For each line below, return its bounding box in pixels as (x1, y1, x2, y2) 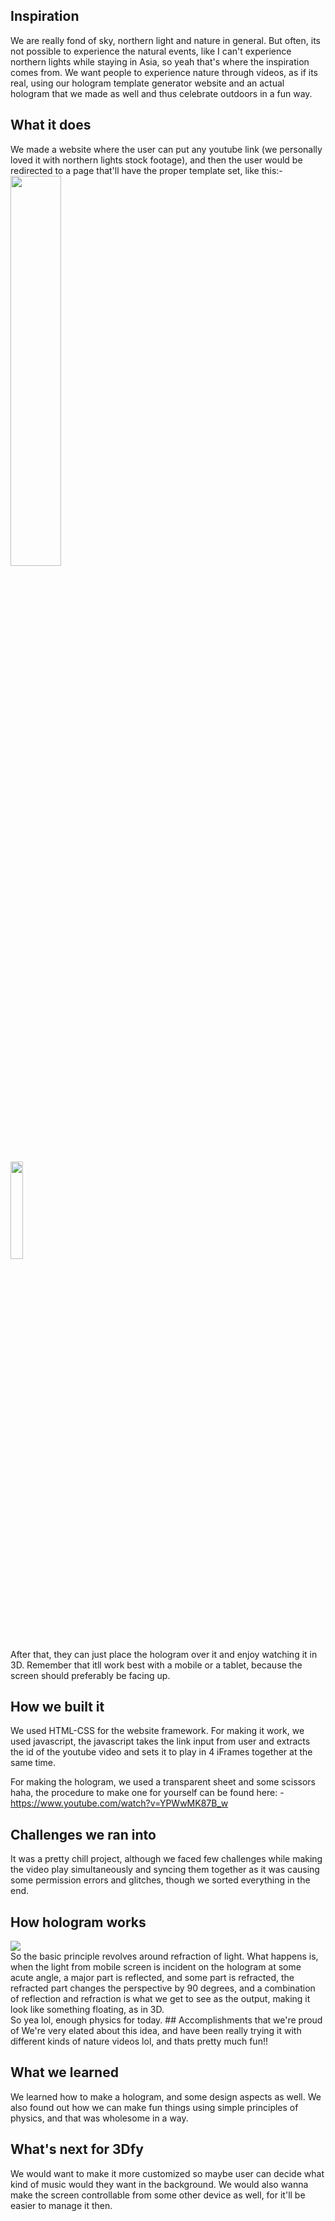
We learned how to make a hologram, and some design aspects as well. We (10, 2090, 322, 2103)
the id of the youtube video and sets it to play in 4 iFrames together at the (10, 1746, 313, 1758)
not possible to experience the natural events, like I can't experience (10, 45, 292, 57)
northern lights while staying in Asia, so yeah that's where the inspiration (10, 55, 310, 68)
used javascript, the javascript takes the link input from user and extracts (10, 1735, 311, 1748)
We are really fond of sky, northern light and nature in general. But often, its (10, 34, 322, 46)
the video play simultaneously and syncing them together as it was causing (10, 1864, 320, 1876)
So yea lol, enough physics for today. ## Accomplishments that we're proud (10, 2014, 323, 2026)
